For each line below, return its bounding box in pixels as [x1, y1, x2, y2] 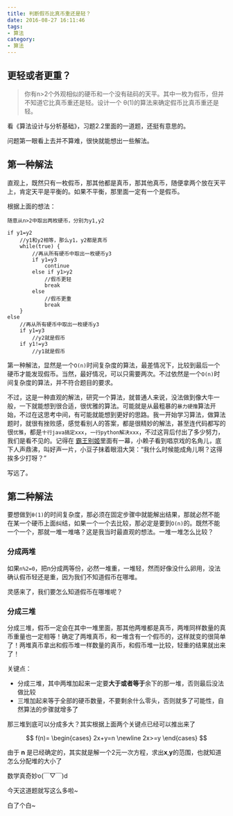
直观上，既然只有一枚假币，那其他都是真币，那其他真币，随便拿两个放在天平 [7, 178, 226, 187]
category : [7, 36, 36, 43]
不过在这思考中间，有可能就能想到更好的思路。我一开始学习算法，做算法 [19, 410, 226, 419]
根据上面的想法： [7, 202, 56, 210]
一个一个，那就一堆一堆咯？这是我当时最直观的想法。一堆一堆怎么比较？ [7, 528, 214, 536]
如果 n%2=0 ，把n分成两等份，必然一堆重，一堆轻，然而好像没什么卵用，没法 [7, 564, 221, 572]
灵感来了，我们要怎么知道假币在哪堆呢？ [7, 588, 123, 596]
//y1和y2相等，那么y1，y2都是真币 [19, 237, 108, 244]
